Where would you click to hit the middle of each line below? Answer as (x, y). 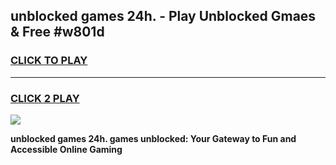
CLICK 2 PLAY (45, 98)
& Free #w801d (57, 32)
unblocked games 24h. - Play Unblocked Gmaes (163, 16)
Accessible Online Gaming (66, 149)
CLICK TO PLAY (49, 61)
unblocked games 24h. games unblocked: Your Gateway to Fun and (153, 138)
